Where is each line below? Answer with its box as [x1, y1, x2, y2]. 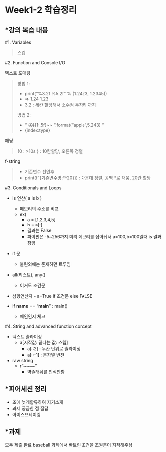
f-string [5, 158, 21, 164]
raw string [12, 358, 33, 363]
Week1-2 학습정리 [5, 4, 77, 16]
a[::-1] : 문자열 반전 [27, 352, 65, 358]
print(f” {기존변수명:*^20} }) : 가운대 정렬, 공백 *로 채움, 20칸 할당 [24, 175, 151, 181]
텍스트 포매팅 [5, 70, 31, 76]
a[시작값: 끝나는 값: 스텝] [19, 339, 68, 345]
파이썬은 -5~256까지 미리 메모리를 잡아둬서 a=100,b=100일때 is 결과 [27, 234, 162, 239]
